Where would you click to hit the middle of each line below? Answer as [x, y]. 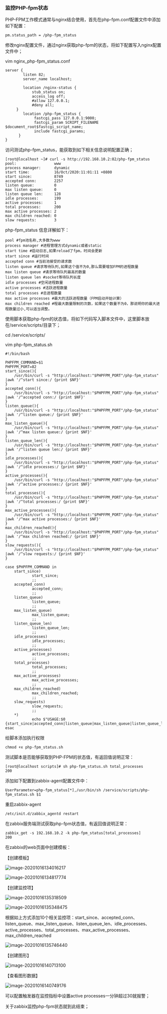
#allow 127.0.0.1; [51, 101]
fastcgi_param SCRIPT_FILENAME [66, 123]
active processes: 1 [31, 203]
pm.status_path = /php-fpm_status [41, 35]
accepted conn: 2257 [34, 181]
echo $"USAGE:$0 [48, 720]
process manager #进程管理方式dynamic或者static [53, 246]
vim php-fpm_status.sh [29, 345]
